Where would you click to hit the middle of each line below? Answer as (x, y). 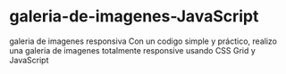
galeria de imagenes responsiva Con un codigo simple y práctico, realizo (143, 41)
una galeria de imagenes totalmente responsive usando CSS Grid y (133, 50)
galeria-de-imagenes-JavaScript (134, 16)
